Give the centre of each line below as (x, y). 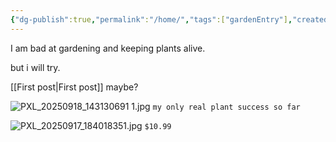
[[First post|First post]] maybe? (74, 87)
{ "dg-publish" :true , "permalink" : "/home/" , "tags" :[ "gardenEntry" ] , (151, 19)
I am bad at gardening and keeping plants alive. (108, 48)
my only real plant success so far (226, 107)
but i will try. (35, 67)
